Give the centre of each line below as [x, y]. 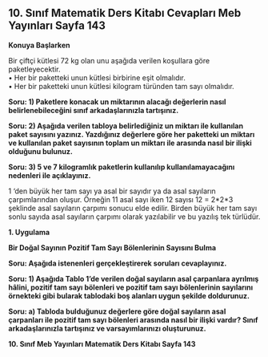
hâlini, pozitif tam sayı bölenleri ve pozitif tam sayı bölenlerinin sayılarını [131, 287]
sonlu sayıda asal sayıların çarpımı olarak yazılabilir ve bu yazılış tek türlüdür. [134, 217]
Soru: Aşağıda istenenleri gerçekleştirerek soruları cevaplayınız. [118, 263]
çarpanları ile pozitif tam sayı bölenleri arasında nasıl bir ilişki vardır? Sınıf [133, 319]
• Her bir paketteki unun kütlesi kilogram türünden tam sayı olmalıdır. [121, 86]
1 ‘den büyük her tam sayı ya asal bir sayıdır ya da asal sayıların [112, 191]
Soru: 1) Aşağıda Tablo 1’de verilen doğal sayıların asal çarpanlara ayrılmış [134, 278]
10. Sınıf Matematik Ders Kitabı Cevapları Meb [125, 13]
